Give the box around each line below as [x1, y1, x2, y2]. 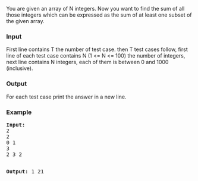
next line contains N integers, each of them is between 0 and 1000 [6, 59, 169, 66]
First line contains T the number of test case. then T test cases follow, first [6, 46, 188, 53]
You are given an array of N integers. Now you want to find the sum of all [6, 5, 185, 12]
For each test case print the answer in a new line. [6, 93, 127, 100]
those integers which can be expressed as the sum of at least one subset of [6, 11, 192, 18]
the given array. [6, 18, 45, 24]
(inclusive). [6, 65, 33, 72]
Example [6, 108, 32, 116]
